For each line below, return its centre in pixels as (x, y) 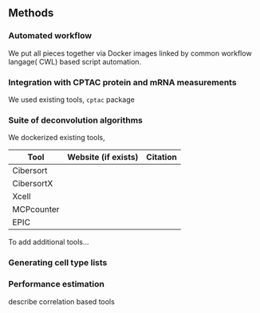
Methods (31, 13)
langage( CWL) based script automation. (75, 61)
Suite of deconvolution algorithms (76, 120)
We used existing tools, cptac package (72, 100)
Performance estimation (57, 284)
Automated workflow (50, 36)
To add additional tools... (49, 242)
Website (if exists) (103, 157)
